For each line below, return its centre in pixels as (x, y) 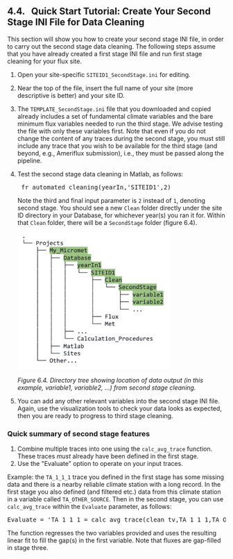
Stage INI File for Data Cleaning (76, 23)
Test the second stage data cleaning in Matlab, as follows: (100, 174)
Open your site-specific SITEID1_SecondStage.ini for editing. (104, 74)
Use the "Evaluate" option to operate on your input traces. (100, 464)
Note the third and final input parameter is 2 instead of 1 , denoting (111, 200)
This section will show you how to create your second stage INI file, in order (115, 39)
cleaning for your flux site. (44, 61)
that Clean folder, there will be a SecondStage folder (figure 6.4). (107, 222)
